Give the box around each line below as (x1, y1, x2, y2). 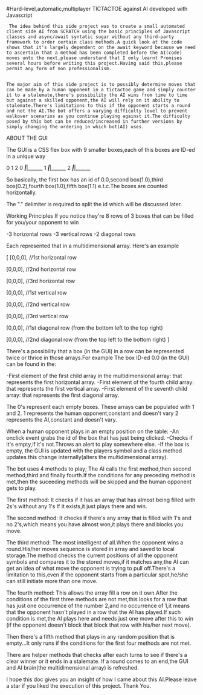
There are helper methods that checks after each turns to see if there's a (6, 651, 187, 658)
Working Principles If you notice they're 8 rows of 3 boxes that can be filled (6, 212, 194, 220)
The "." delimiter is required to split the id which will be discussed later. (6, 201, 182, 207)
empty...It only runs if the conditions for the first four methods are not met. (6, 639, 192, 647)
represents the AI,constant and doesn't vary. (6, 416, 117, 423)
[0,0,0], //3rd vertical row (6, 313, 69, 319)
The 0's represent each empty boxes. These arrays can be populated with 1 (6, 403, 195, 410)
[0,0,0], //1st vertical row (6, 289, 68, 296)
